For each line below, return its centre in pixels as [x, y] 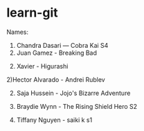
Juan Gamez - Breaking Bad [57, 53]
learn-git [32, 13]
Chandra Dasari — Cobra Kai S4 [62, 45]
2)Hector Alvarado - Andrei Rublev [56, 79]
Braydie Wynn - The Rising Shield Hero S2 [77, 106]
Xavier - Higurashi [42, 66]
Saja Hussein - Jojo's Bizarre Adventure [73, 93]
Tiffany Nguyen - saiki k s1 [54, 120]
